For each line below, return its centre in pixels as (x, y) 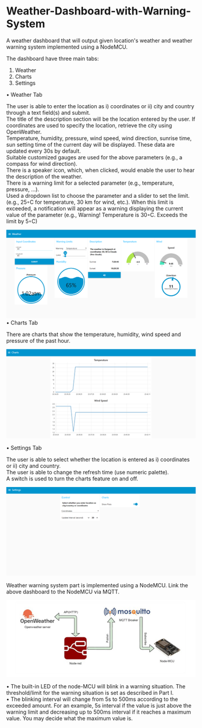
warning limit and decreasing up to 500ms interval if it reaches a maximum (99, 712)
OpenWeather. (24, 132)
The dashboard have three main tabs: (53, 58)
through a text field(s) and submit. (48, 112)
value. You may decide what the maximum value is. (70, 718)
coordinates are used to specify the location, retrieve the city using (89, 125)
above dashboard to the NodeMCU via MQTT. (63, 592)
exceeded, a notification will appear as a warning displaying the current (95, 208)
